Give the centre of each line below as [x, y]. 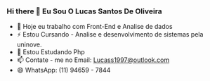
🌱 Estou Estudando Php [51, 52]
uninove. [29, 44]
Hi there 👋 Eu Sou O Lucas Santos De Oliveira [84, 11]
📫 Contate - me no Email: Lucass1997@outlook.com [93, 60]
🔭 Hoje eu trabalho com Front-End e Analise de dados [94, 27]
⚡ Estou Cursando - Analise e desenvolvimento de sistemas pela [110, 35]
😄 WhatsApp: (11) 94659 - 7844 [64, 70]
